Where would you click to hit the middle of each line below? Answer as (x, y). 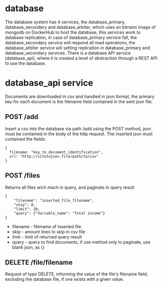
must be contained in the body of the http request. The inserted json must (79, 134)
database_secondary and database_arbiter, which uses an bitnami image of (81, 27)
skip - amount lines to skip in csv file (49, 232)
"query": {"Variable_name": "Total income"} (59, 213)
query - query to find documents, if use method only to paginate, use (81, 242)
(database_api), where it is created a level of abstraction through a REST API (81, 58)
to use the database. (25, 63)
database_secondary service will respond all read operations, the (70, 42)
